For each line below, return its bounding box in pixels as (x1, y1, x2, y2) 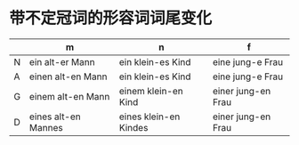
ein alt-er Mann (29, 55, 95, 68)
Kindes (118, 121, 149, 133)
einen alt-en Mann (29, 70, 108, 83)
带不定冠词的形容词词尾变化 (9, 8, 213, 28)
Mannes (29, 121, 64, 133)
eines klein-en (118, 110, 181, 123)
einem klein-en (118, 85, 184, 97)
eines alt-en (29, 110, 82, 123)
